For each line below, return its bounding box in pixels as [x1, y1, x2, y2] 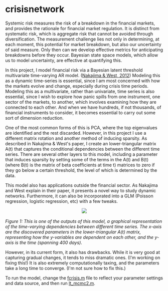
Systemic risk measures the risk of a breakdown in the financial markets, [5, 20, 155, 26]
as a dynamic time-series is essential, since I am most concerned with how [5, 78, 160, 84]
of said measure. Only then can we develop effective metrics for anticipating [5, 47, 163, 53]
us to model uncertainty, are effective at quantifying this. [5, 57, 122, 63]
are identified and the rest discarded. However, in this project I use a [5, 130, 146, 136]
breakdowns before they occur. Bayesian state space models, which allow [5, 52, 158, 58]
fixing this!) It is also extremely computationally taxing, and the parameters [5, 259, 159, 266]
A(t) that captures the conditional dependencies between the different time [5, 146, 160, 152]
